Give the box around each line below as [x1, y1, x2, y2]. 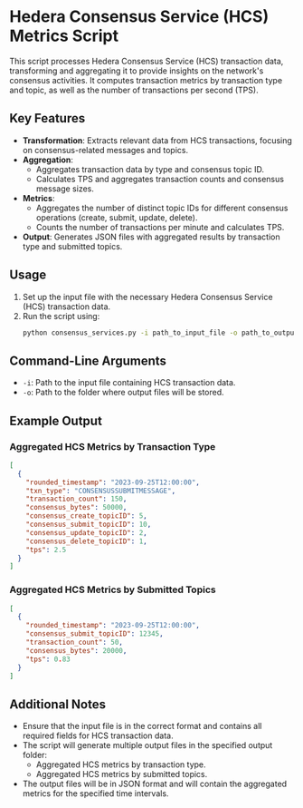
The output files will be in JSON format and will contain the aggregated [22, 778, 288, 790]
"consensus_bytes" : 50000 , [25, 503, 128, 512]
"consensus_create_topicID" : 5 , [25, 511, 147, 521]
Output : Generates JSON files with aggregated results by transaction [22, 231, 280, 242]
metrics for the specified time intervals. [22, 788, 169, 799]
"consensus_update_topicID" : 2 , [25, 528, 147, 537]
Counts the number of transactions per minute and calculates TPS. [35, 221, 285, 232]
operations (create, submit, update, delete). [35, 211, 198, 223]
